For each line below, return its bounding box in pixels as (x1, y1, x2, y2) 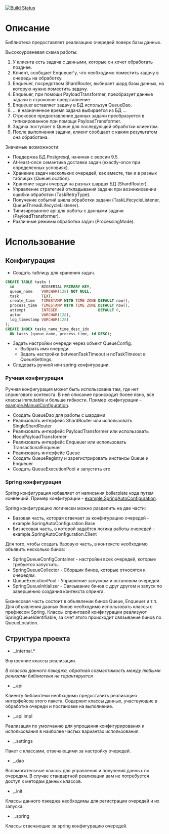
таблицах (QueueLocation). (12, 175, 71, 181)
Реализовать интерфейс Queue (12, 450, 80, 456)
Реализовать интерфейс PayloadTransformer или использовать (12, 428, 149, 434)
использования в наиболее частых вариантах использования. (5, 728, 140, 734)
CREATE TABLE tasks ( (5, 279, 51, 285)
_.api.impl (12, 713, 33, 719)
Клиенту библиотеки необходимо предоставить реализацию (5, 692, 138, 698)
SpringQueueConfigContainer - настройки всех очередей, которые (12, 556, 156, 562)
